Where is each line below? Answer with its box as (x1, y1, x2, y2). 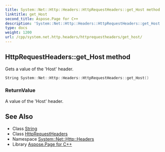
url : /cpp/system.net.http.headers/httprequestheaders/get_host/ (5, 35, 142, 40)
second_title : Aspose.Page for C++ (5, 16, 79, 21)
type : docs (5, 26, 28, 30)
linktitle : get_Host (5, 12, 48, 17)
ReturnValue (5, 87, 36, 94)
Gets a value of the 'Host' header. (5, 66, 74, 72)
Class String (12, 125, 38, 131)
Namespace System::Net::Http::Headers (12, 136, 94, 142)
